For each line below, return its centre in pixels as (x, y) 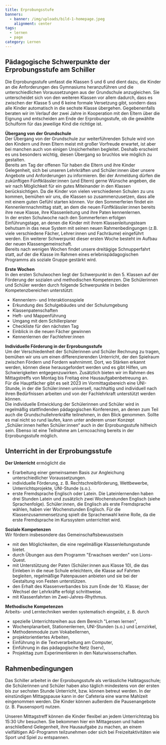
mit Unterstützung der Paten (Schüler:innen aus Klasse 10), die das (81, 565)
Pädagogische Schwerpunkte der (58, 62)
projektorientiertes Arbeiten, (41, 637)
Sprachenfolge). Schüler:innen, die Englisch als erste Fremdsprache (82, 504)
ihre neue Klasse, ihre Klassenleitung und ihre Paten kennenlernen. (73, 212)
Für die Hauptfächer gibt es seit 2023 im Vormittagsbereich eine (70, 383)
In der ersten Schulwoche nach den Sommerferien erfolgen (65, 217)
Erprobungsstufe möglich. (32, 436)
